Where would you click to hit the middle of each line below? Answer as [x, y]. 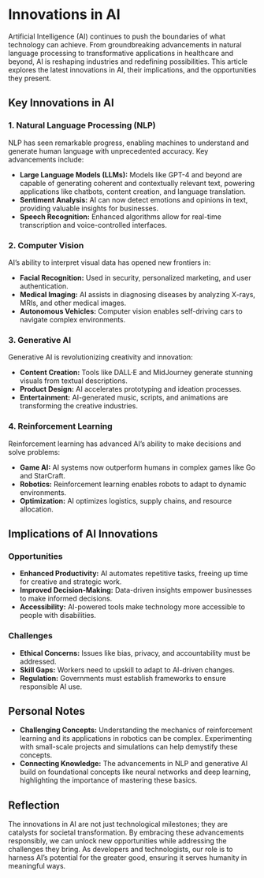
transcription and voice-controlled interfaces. [93, 225]
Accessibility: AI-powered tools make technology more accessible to [132, 607]
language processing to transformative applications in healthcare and [121, 53]
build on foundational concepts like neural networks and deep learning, [135, 772]
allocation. [36, 509]
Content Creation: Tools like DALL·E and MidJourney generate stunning [136, 373]
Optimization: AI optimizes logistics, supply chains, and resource [126, 500]
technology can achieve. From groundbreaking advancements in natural [125, 44]
